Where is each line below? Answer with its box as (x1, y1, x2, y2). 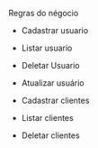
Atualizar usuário (21, 78, 85, 88)
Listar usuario (21, 42, 73, 53)
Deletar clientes (21, 130, 80, 141)
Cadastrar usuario (21, 25, 89, 35)
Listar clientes (21, 113, 74, 123)
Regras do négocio (8, 8, 79, 18)
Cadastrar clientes (21, 95, 90, 106)
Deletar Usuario (21, 60, 80, 70)
